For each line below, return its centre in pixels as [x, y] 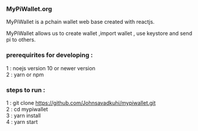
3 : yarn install [24, 116]
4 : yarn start [22, 121]
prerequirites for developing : [49, 55]
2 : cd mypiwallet [27, 109]
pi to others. [21, 40]
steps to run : [26, 90]
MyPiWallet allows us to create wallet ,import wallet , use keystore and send [99, 33]
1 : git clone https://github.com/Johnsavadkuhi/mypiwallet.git [81, 102]
